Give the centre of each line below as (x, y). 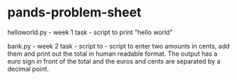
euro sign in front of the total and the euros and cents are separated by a (114, 61)
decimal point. (28, 69)
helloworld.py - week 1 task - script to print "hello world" (90, 32)
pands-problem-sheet (74, 12)
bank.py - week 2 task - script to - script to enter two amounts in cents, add (118, 46)
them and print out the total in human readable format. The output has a (112, 54)
